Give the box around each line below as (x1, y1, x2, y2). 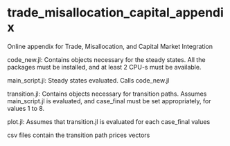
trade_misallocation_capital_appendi (7, 5, 224, 21)
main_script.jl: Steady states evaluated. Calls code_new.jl (7, 76, 170, 84)
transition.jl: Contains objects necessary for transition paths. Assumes (7, 90, 207, 98)
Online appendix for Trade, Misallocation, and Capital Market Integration (7, 42, 213, 50)
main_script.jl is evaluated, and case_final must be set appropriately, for (7, 96, 211, 105)
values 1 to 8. (7, 104, 45, 112)
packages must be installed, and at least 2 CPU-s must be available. (7, 63, 202, 71)
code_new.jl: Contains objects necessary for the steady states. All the (7, 55, 206, 63)
